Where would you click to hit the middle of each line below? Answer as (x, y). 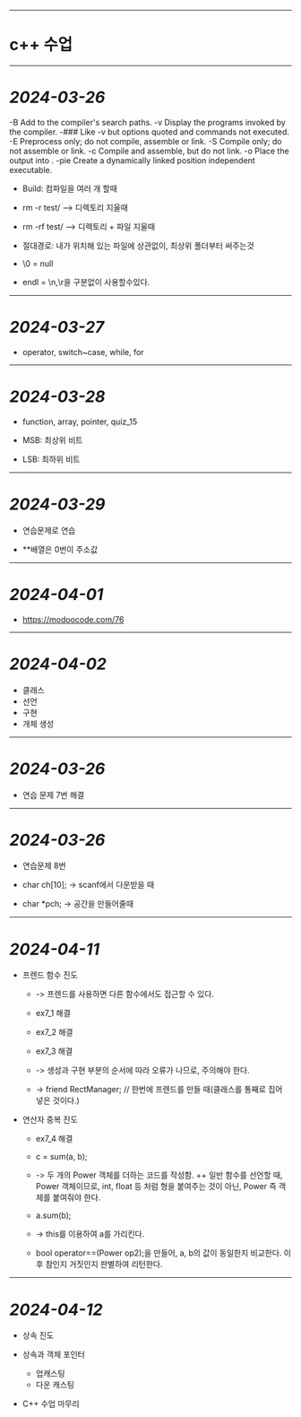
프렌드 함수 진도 (50, 975)
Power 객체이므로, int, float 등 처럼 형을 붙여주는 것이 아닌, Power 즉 (156, 1187)
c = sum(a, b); (61, 1157)
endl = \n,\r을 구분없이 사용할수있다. (86, 282)
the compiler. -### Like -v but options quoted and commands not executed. (149, 132)
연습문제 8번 (44, 865)
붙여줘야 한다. (77, 1197)
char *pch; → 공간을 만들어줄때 (78, 904)
